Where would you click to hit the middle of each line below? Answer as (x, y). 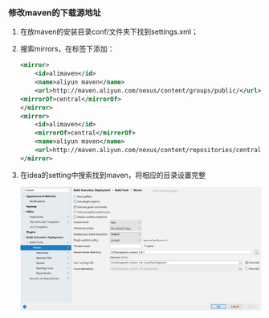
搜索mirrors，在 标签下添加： (67, 49)
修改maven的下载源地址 (55, 12)
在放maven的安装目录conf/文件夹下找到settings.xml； (109, 32)
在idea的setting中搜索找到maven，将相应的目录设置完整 (113, 175)
